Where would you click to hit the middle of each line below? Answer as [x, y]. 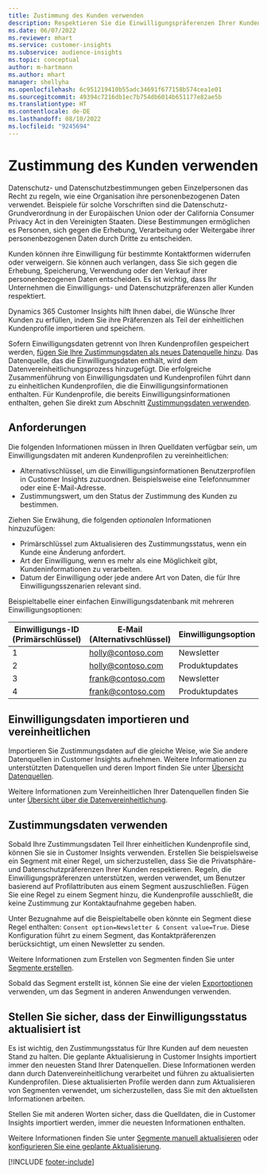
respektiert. [27, 295]
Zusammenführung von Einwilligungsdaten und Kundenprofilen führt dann [130, 377]
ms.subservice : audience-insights [66, 52]
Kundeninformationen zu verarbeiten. [81, 569]
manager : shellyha [39, 82]
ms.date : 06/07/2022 [43, 30]
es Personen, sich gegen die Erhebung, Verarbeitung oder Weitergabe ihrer [132, 230]
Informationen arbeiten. [47, 1099]
